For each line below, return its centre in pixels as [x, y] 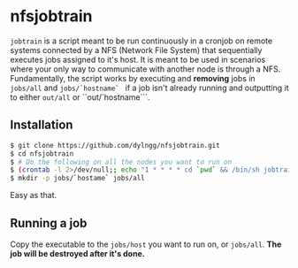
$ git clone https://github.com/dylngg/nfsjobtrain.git [115, 145]
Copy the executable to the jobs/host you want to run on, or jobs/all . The [146, 244]
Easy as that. [33, 195]
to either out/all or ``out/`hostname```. [80, 97]
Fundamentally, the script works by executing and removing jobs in [133, 78]
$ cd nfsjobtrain [42, 153]
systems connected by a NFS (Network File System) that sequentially [136, 50]
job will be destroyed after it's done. [77, 253]
